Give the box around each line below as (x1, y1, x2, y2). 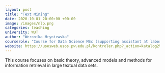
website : (5, 44, 23, 49)
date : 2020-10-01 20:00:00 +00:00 (5, 16, 76, 21)
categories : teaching (5, 25, 50, 30)
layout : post (5, 7, 32, 12)
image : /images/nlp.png (5, 21, 54, 26)
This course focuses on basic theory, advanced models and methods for (5, 57, 152, 63)
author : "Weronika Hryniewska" (5, 35, 69, 40)
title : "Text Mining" (5, 12, 50, 17)
